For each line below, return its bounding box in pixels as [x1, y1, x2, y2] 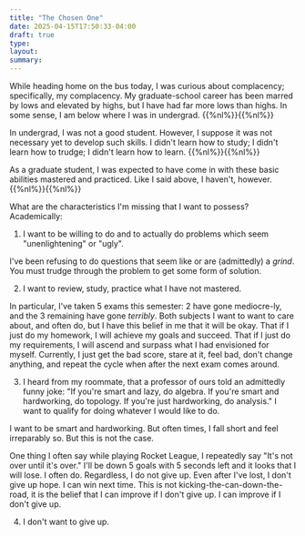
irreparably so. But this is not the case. [9, 433, 155, 443]
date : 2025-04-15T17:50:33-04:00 [9, 22, 137, 31]
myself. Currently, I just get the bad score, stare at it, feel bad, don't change [9, 349, 293, 359]
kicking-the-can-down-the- [178, 480, 283, 490]
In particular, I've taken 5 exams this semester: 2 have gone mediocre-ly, [9, 301, 282, 311]
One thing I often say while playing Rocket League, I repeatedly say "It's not [9, 450, 293, 460]
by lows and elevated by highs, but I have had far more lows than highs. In [9, 100, 288, 110]
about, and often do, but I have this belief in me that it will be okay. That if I [9, 320, 290, 330]
